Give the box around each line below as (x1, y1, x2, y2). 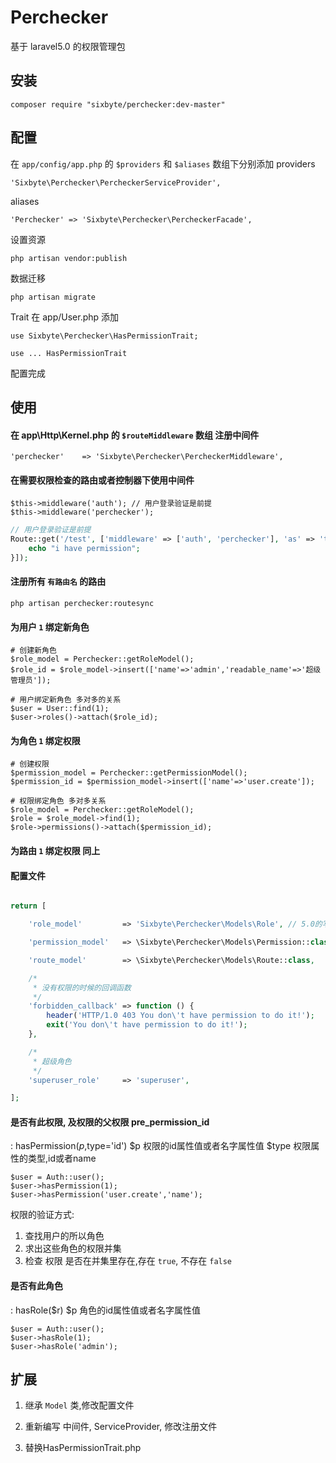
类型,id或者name (27, 1152, 97, 1165)
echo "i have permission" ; (28, 544, 141, 554)
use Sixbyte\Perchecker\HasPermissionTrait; (10, 331, 199, 341)
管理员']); (10, 676, 52, 686)
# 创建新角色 (10, 646, 57, 656)
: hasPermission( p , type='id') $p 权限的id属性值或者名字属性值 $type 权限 (10, 1140, 312, 1152)
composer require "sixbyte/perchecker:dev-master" (10, 99, 226, 110)
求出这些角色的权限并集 (24, 1242, 122, 1255)
